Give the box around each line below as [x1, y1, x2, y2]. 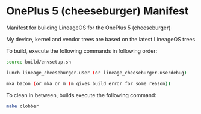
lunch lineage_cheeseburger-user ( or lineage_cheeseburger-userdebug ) [6, 70, 187, 76]
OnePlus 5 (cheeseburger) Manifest [6, 4, 189, 18]
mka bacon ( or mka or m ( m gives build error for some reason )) [6, 80, 171, 86]
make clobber [6, 103, 39, 109]
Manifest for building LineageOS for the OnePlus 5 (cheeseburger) [6, 24, 171, 31]
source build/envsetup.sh [6, 59, 71, 65]
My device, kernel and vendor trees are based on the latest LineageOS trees [6, 35, 196, 43]
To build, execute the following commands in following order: [6, 47, 158, 55]
